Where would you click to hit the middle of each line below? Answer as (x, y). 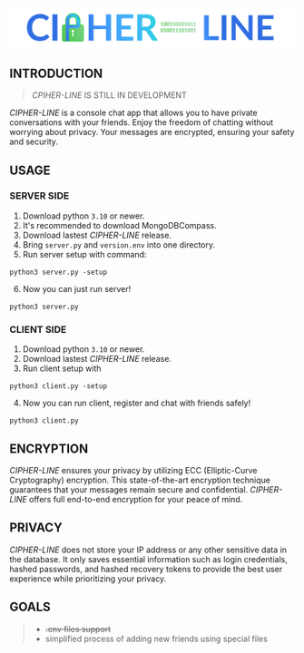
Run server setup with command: (84, 254)
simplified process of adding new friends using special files (156, 638)
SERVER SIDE (39, 196)
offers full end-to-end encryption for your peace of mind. (136, 499)
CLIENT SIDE (38, 329)
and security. (34, 141)
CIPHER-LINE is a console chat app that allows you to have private (133, 113)
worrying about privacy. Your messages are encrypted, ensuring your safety (152, 132)
